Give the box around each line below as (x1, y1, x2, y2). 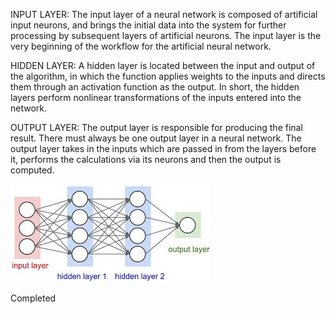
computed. (10, 164, 55, 176)
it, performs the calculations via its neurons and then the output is (10, 154, 282, 165)
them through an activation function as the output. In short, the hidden (10, 81, 300, 93)
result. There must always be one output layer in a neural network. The (10, 132, 302, 144)
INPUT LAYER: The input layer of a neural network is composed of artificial (10, 9, 318, 20)
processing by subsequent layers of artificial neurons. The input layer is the (10, 30, 322, 41)
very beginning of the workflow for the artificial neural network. (10, 40, 272, 52)
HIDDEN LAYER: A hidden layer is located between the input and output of (10, 60, 316, 71)
